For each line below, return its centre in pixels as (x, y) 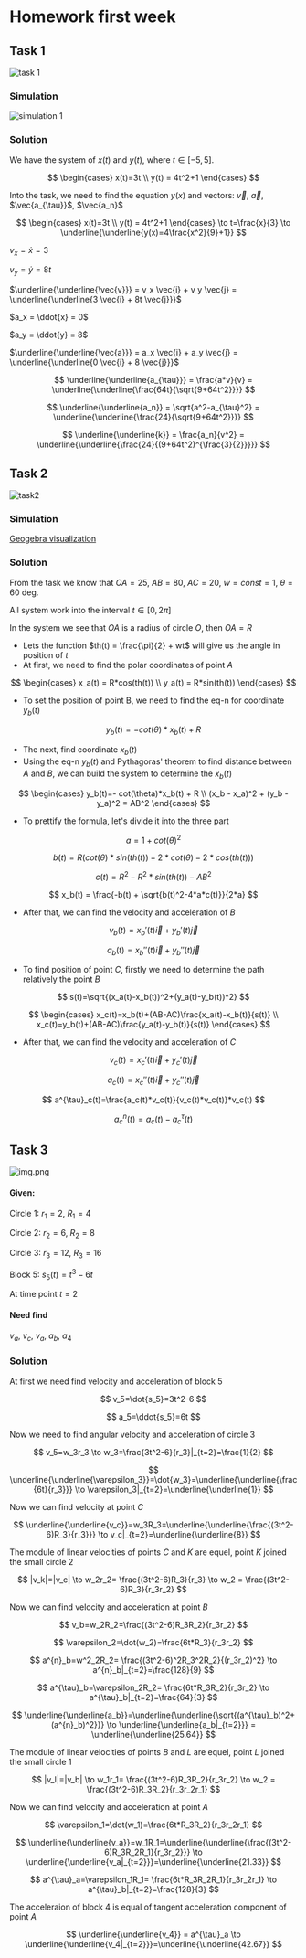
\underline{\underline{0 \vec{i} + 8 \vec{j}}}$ (95, 362)
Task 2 (29, 473)
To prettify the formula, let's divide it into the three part (126, 821)
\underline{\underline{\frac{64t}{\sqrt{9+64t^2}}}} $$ (153, 389)
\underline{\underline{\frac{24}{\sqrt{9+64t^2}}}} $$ (153, 417)
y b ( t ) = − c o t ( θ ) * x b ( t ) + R (153, 731)
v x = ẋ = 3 (29, 251)
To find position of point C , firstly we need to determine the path (143, 970)
